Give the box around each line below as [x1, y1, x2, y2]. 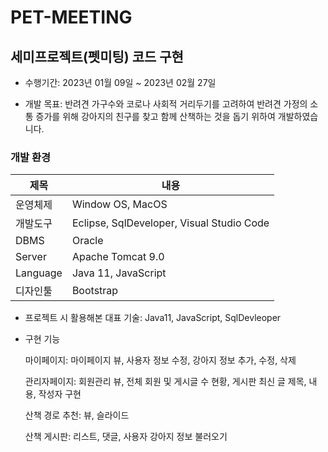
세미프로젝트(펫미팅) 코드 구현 [10, 48, 184, 65]
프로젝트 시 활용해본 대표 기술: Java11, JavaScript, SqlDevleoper [24, 312, 282, 324]
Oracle [71, 234, 104, 248]
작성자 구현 [38, 388, 82, 400]
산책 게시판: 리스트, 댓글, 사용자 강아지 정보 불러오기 [24, 431, 228, 443]
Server [15, 250, 47, 264]
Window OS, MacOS [71, 197, 168, 211]
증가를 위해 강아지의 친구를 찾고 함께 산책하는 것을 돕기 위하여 [35, 111, 276, 122]
